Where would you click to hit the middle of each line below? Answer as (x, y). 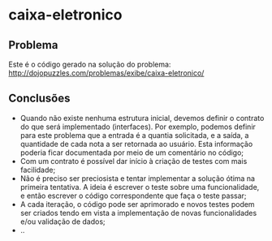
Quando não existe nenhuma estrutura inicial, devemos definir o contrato (142, 118)
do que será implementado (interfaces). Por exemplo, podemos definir (138, 127)
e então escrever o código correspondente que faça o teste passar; (133, 196)
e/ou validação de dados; (63, 222)
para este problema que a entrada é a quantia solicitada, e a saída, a (134, 135)
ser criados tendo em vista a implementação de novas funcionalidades (138, 213)
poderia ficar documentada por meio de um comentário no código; (132, 153)
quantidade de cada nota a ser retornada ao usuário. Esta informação (136, 144)
